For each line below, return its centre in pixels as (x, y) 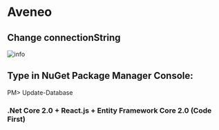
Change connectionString (64, 38)
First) (17, 119)
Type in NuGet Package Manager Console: (100, 76)
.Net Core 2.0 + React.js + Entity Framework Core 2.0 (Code (109, 110)
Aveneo (30, 12)
